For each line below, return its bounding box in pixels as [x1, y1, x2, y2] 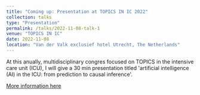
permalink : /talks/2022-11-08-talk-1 [6, 25, 100, 31]
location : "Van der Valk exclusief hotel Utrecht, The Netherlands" [6, 42, 180, 48]
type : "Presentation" [6, 20, 60, 26]
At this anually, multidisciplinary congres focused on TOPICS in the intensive [6, 58, 194, 65]
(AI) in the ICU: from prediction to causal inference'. [6, 71, 133, 78]
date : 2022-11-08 [6, 36, 50, 42]
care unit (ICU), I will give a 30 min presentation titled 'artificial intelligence [6, 64, 189, 71]
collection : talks [6, 14, 52, 20]
